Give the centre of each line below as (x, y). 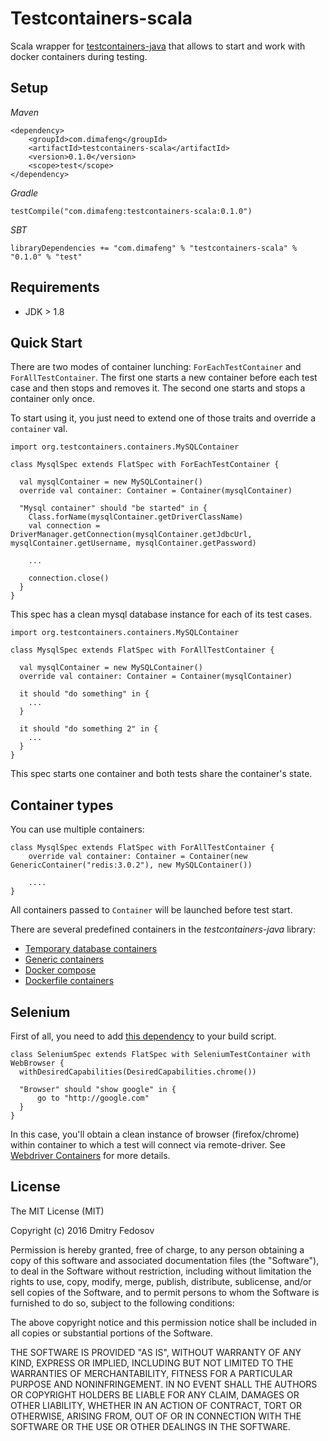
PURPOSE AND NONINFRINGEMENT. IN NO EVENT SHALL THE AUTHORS (164, 1384)
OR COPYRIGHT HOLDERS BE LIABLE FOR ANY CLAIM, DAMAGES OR (155, 1394)
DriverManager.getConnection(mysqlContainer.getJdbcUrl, (131, 535)
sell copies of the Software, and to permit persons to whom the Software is (165, 1292)
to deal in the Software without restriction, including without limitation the (161, 1271)
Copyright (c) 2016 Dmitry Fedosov (82, 1230)
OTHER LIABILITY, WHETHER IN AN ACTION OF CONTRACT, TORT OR (156, 1405)
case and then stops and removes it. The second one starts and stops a (158, 388)
